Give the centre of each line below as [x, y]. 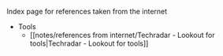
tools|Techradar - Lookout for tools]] [89, 43]
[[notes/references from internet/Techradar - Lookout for [122, 35]
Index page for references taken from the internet [87, 11]
